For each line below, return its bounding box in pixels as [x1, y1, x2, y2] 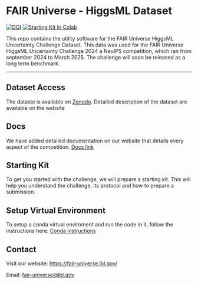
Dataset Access [6, 82, 66, 92]
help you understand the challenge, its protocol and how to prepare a [6, 182, 174, 189]
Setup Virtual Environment [6, 205, 106, 215]
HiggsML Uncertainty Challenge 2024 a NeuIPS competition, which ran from [6, 47, 192, 54]
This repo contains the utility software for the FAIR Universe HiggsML [6, 35, 174, 42]
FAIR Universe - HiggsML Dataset [6, 4, 173, 18]
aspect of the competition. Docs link [6, 143, 94, 151]
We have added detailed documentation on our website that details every [6, 137, 184, 144]
